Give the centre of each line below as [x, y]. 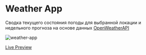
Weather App [34, 9]
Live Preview [19, 47]
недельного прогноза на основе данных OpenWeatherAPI [67, 27]
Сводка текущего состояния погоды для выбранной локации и [73, 22]
